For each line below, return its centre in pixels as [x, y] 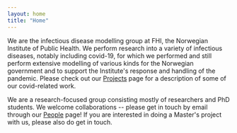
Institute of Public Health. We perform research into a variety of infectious [115, 48]
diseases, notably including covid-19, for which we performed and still [110, 56]
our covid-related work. [42, 86]
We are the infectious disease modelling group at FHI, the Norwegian [108, 40]
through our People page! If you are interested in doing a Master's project [115, 115]
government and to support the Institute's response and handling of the [111, 71]
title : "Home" [28, 21]
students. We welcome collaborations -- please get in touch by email [108, 107]
